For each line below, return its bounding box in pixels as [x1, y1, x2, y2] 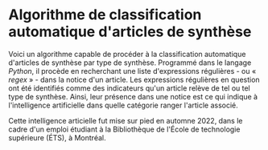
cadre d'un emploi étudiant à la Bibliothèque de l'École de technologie [8, 124, 241, 134]
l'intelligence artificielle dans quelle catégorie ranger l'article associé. [8, 100, 239, 110]
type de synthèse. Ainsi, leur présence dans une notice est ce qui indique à [8, 91, 258, 101]
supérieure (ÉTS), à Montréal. [8, 132, 106, 142]
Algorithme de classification [8, 6, 202, 24]
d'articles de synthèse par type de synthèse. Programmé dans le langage [8, 58, 252, 67]
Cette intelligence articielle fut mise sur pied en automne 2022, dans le [8, 116, 243, 125]
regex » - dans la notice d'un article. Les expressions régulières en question [8, 75, 260, 84]
